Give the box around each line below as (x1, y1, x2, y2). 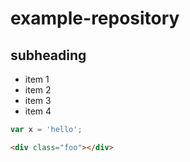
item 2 (24, 84, 52, 96)
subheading (10, 47, 87, 64)
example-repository (10, 7, 180, 30)
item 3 (24, 95, 52, 106)
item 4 (24, 105, 52, 117)
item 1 (24, 73, 50, 85)
